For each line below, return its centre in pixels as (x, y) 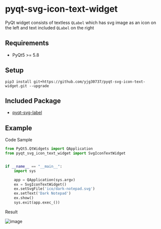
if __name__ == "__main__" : (34, 166)
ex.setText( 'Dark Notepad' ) (42, 194)
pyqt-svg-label (27, 113)
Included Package (33, 101)
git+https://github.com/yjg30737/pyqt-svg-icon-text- (90, 82)
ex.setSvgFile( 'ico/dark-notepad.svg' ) (55, 189)
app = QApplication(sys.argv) (45, 180)
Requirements (27, 43)
